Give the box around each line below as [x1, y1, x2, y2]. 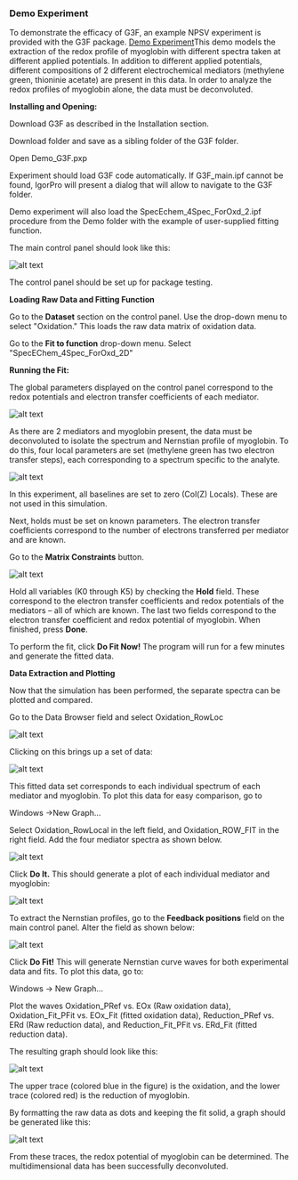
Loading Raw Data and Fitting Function [9, 295, 156, 305]
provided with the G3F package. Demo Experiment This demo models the [9, 36, 276, 47]
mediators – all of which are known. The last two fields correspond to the [9, 605, 277, 616]
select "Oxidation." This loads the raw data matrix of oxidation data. [9, 321, 257, 332]
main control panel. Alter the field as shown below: [9, 922, 196, 933]
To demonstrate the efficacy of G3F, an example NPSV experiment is [9, 28, 262, 38]
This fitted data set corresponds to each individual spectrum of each [9, 781, 261, 792]
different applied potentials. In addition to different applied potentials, [9, 56, 262, 67]
